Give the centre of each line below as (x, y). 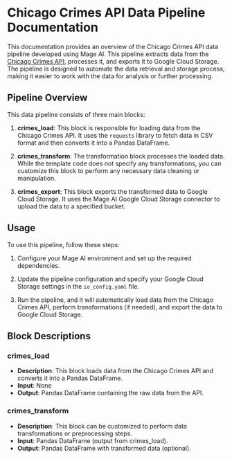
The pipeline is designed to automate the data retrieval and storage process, (116, 69)
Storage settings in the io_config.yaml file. (78, 286)
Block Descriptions (49, 336)
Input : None (34, 386)
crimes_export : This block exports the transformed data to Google (112, 191)
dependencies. (38, 265)
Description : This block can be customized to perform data (102, 426)
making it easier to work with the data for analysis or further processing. (110, 76)
